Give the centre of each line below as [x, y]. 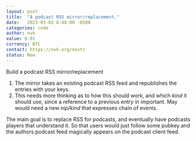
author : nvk [21, 33]
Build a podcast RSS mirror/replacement [55, 71]
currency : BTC [24, 44]
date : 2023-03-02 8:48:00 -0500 [49, 22]
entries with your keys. [42, 89]
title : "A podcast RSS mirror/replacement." [63, 17]
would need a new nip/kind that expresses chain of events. [86, 108]
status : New [21, 55]
